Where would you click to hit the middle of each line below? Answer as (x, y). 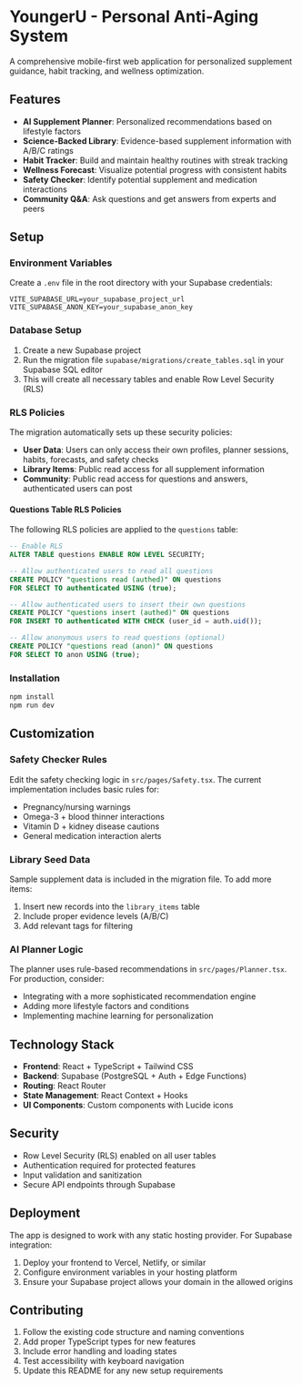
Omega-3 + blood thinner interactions (94, 816)
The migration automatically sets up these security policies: (121, 432)
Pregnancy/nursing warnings (76, 806)
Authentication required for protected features (109, 1165)
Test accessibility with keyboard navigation (103, 1361)
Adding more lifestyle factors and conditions (106, 1006)
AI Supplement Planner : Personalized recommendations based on (147, 121)
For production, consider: (57, 979)
